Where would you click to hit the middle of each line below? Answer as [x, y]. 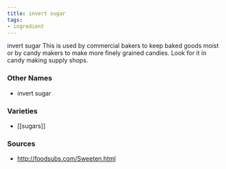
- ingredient [26, 26]
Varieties [22, 111]
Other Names [30, 78]
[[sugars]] [31, 126]
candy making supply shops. [48, 60]
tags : [15, 20]
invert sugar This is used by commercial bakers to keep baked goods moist [113, 46]
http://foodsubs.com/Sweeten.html [66, 159]
